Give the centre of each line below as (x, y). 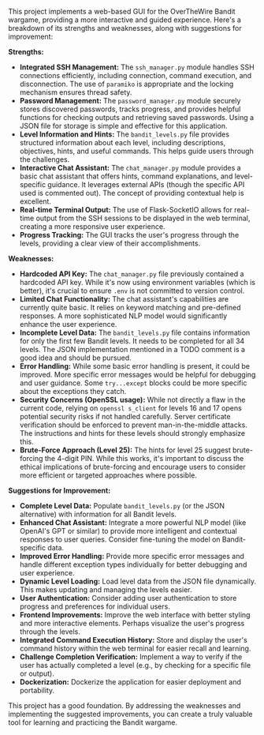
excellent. (35, 201)
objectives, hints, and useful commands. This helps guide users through (136, 151)
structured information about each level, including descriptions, (123, 142)
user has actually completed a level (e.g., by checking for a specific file (135, 665)
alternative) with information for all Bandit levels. (98, 514)
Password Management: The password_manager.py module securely (130, 101)
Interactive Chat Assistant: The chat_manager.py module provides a (130, 168)
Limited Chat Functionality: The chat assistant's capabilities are (124, 299)
